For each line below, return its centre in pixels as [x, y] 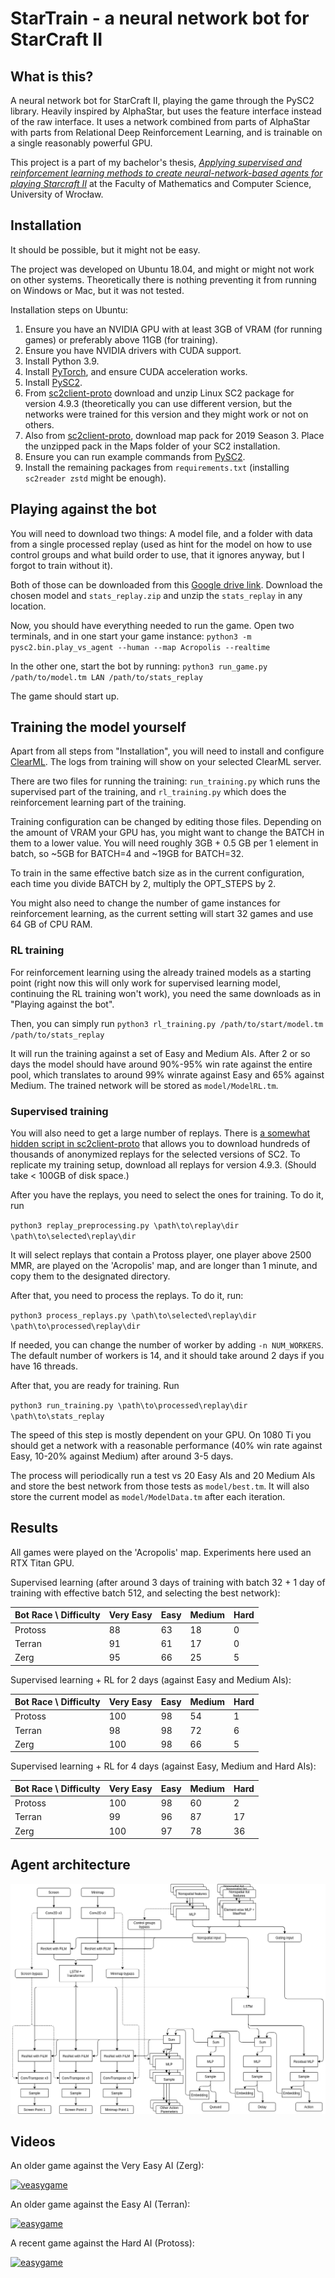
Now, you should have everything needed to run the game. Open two [152, 625]
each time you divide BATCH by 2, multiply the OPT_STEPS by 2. [143, 884]
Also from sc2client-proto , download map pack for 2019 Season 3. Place [174, 435]
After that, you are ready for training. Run [95, 1386]
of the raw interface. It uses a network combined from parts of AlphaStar [160, 121]
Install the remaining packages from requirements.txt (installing [157, 467]
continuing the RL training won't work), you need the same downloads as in [166, 993]
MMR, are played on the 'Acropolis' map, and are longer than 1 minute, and [164, 1266]
